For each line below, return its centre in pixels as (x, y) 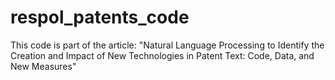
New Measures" (43, 66)
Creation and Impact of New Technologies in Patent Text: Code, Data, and (162, 55)
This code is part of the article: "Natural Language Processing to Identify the (167, 45)
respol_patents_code (100, 17)
